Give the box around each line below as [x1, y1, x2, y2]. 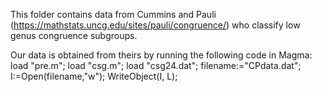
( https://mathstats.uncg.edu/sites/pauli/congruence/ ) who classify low [10, 19, 301, 31]
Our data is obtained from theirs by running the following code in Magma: [10, 49, 313, 61]
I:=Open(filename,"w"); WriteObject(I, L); [10, 70, 178, 82]
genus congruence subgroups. [10, 30, 138, 41]
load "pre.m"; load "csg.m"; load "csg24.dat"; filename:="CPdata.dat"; [10, 60, 302, 71]
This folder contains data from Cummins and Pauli [10, 9, 217, 20]
